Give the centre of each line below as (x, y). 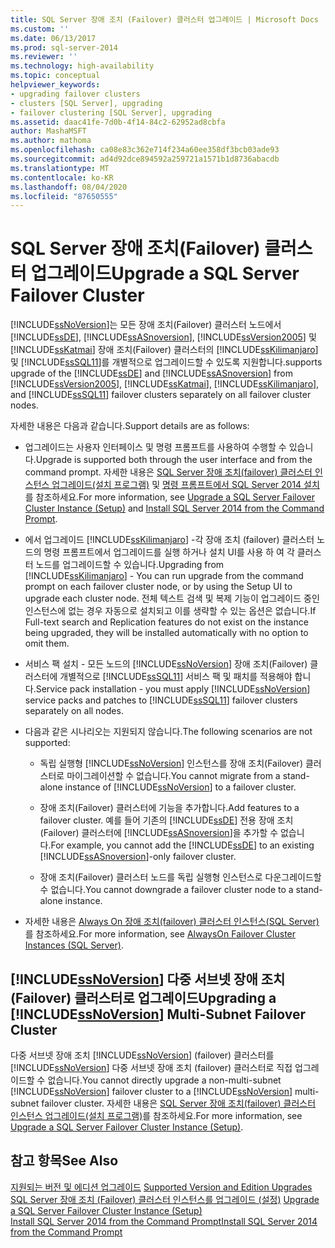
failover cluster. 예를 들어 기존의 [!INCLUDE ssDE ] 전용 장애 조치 (166, 820)
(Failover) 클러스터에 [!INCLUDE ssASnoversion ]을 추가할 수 (159, 833)
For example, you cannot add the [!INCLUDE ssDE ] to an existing (182, 845)
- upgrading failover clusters (75, 94)
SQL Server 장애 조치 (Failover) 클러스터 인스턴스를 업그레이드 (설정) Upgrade (165, 1199)
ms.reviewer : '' (44, 57)
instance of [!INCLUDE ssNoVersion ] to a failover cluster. (180, 787)
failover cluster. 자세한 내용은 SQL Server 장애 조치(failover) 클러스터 (179, 1103)
